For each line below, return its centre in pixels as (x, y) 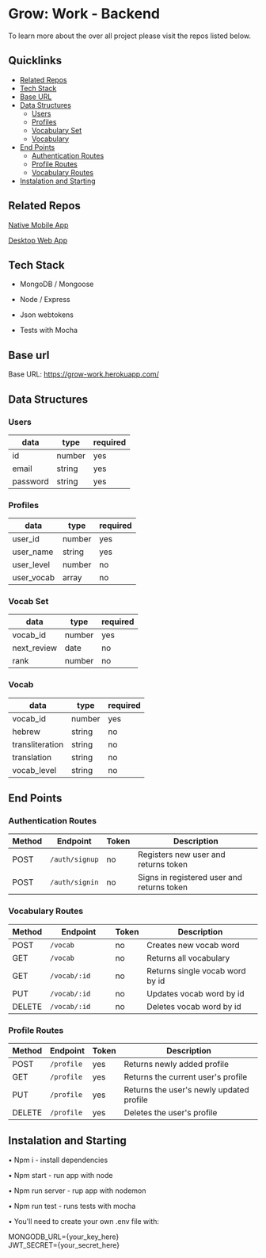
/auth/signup (74, 860)
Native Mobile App (38, 225)
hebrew (27, 732)
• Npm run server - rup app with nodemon (77, 1191)
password (30, 481)
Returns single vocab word (196, 970)
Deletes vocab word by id (194, 1006)
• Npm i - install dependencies (58, 1160)
